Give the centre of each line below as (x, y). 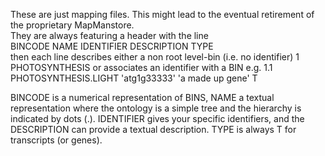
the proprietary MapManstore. (72, 25)
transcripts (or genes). (56, 140)
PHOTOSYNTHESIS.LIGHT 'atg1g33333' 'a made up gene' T (134, 78)
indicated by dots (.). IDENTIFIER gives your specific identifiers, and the (157, 118)
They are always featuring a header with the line (109, 35)
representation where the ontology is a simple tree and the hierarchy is (156, 108)
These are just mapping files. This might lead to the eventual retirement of (162, 14)
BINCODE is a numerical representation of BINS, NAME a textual (142, 97)
